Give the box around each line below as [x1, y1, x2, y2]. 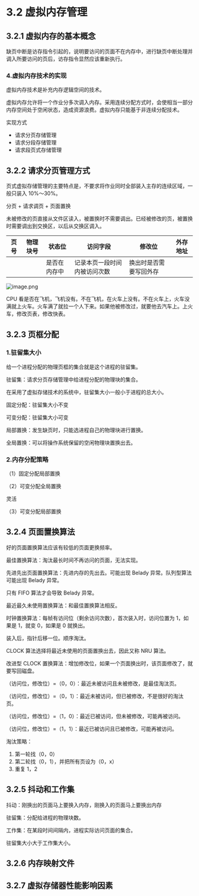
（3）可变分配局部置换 [6, 508, 62, 515]
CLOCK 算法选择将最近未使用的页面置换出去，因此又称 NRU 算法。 [6, 647, 169, 654]
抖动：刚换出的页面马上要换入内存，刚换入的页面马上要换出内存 [6, 801, 162, 809]
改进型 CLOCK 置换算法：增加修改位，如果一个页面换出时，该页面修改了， [6, 659, 188, 667]
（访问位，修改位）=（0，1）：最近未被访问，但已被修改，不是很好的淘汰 [6, 692, 184, 699]
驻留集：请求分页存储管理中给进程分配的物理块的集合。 [6, 376, 141, 383]
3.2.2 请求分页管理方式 [6, 165, 91, 175]
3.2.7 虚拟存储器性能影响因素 [6, 881, 114, 891]
